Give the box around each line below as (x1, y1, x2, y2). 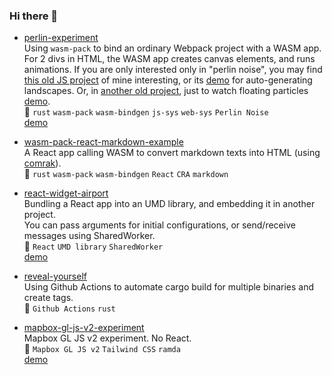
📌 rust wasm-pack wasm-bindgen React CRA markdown (23, 168, 229, 180)
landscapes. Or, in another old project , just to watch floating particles (23, 85, 309, 97)
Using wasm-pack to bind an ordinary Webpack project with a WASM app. (23, 42, 322, 54)
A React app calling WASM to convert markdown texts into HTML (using (23, 147, 321, 159)
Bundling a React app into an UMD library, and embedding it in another (23, 198, 316, 210)
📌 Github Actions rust (23, 302, 116, 314)
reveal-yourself (23, 270, 87, 283)
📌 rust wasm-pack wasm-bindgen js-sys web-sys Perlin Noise (23, 106, 269, 118)
